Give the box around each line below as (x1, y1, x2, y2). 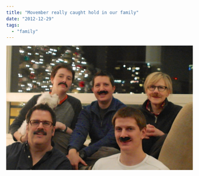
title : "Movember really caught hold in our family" (6, 9, 139, 15)
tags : (6, 22, 20, 28)
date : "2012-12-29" (6, 15, 54, 22)
